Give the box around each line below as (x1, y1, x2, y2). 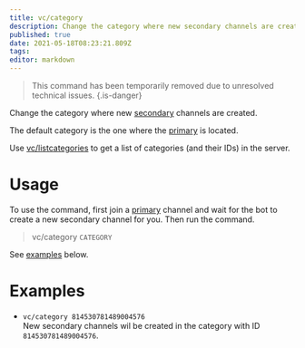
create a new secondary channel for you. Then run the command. (9, 214, 255, 225)
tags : (9, 47, 30, 56)
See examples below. (9, 248, 89, 259)
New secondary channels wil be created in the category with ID (22, 320, 261, 331)
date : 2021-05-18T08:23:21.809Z (9, 38, 132, 48)
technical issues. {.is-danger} (31, 90, 143, 101)
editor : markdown (9, 55, 75, 64)
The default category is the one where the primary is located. (9, 125, 239, 136)
